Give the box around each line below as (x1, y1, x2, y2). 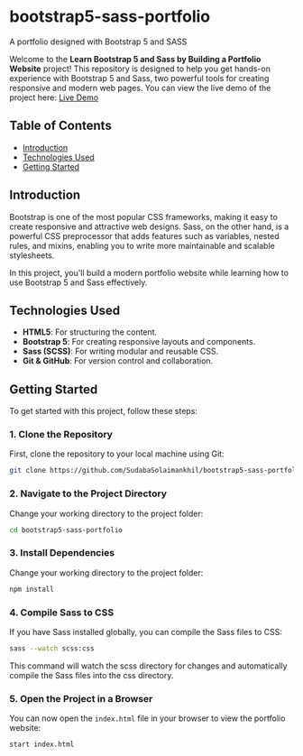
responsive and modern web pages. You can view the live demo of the (9, 82, 271, 93)
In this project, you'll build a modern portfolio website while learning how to (9, 267, 289, 278)
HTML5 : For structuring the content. (22, 327, 158, 337)
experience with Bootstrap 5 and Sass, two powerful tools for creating (9, 72, 270, 83)
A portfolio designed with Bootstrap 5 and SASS (9, 36, 188, 47)
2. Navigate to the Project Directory (9, 487, 168, 500)
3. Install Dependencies (9, 547, 115, 559)
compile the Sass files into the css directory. (9, 669, 174, 680)
